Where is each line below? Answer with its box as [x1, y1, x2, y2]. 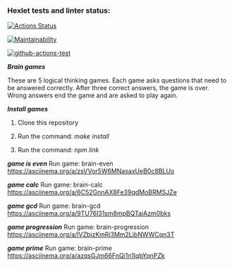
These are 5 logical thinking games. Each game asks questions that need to [7, 76, 227, 85]
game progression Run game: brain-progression [7, 223, 149, 231]
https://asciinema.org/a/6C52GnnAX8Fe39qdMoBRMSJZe [7, 188, 178, 197]
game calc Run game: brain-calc [7, 180, 104, 189]
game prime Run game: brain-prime [7, 244, 113, 252]
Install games [7, 105, 48, 113]
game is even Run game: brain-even [7, 159, 114, 168]
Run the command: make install [17, 132, 109, 141]
